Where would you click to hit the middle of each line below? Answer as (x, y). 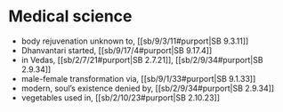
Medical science (70, 16)
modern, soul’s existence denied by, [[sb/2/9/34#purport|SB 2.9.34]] (148, 88)
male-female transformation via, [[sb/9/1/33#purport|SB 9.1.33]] (138, 78)
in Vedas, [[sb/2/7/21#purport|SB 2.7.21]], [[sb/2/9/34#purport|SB (142, 60)
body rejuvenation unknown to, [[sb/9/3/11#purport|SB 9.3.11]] (135, 41)
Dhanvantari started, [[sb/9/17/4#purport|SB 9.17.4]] (117, 50)
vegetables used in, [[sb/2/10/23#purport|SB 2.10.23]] (120, 97)
